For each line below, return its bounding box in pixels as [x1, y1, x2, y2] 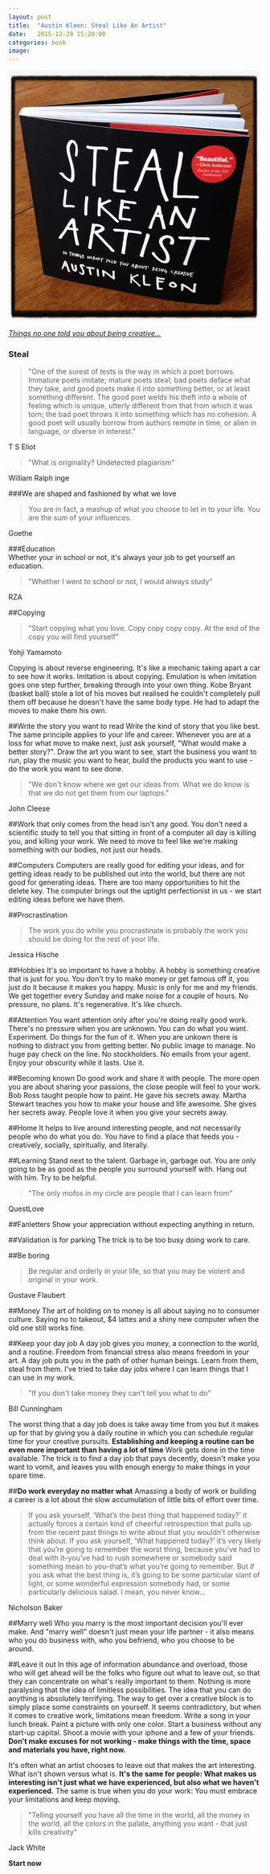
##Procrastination [8, 910, 68, 920]
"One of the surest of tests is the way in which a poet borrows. [27, 366, 235, 377]
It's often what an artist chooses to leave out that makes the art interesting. [8, 1761, 257, 1770]
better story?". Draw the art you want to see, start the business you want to [8, 747, 257, 757]
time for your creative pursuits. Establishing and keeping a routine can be [8, 1437, 255, 1446]
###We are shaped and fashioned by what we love [8, 489, 177, 498]
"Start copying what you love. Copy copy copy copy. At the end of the [27, 624, 260, 633]
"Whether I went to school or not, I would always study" [27, 577, 213, 587]
